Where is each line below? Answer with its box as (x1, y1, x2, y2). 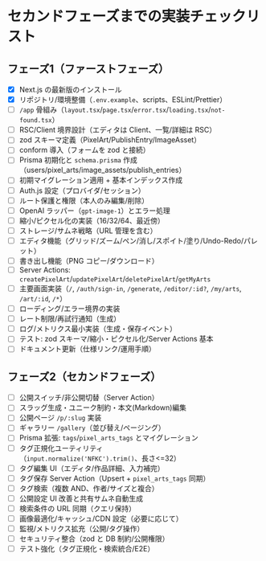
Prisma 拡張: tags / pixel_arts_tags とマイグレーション (18, 433, 198, 443)
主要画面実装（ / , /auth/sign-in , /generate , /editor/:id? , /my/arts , (18, 284, 242, 293)
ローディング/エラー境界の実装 (18, 304, 121, 313)
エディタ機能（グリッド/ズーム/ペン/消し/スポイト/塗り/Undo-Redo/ (18, 235, 244, 245)
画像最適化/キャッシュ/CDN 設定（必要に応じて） (18, 514, 183, 523)
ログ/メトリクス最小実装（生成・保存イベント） (18, 324, 178, 334)
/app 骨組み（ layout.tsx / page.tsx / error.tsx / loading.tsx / (18, 105, 211, 115)
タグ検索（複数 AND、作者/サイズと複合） (18, 483, 159, 493)
